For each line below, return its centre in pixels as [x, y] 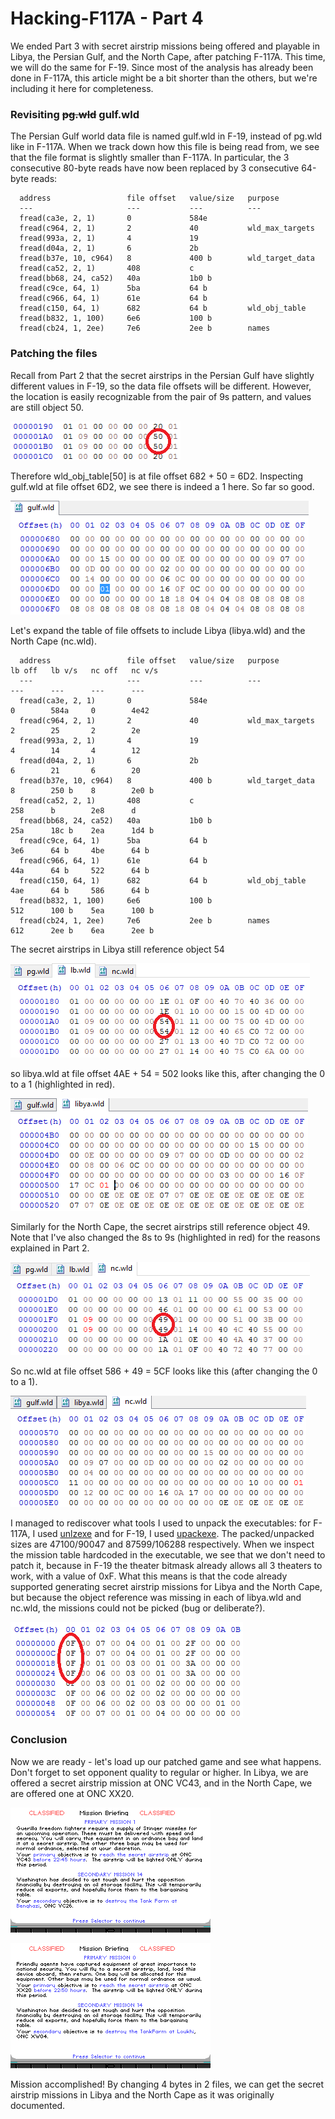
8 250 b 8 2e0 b [82, 790]
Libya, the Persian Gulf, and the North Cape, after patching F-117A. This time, [168, 56]
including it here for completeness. [82, 88]
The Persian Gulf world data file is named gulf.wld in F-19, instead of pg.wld [166, 136]
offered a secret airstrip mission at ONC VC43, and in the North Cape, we [161, 1783]
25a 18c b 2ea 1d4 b [82, 830]
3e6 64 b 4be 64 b [80, 850]
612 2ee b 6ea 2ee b [82, 930]
